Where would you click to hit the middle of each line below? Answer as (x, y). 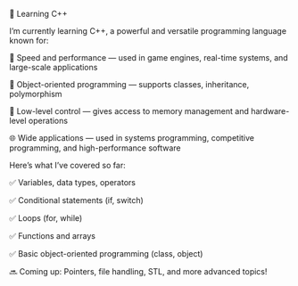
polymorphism (36, 94)
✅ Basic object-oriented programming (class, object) (106, 253)
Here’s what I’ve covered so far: (68, 165)
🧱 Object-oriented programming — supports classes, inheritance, (129, 84)
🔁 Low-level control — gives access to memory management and (129, 111)
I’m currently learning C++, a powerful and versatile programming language (148, 31)
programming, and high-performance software (95, 148)
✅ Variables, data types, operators (73, 182)
